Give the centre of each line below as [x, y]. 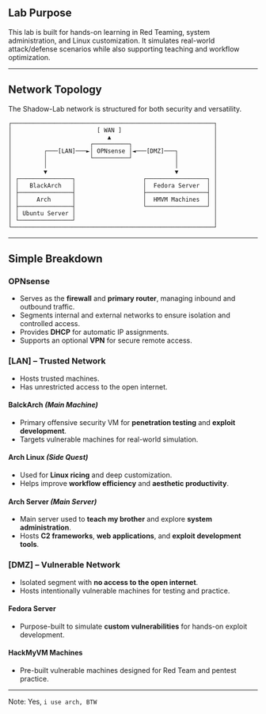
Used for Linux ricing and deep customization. [96, 475]
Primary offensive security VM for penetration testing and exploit [127, 422]
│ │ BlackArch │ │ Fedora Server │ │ [113, 185]
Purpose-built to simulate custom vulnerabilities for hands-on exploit [133, 626]
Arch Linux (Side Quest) [48, 458]
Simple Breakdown [55, 259]
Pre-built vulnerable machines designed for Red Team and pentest [128, 670]
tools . [29, 545]
